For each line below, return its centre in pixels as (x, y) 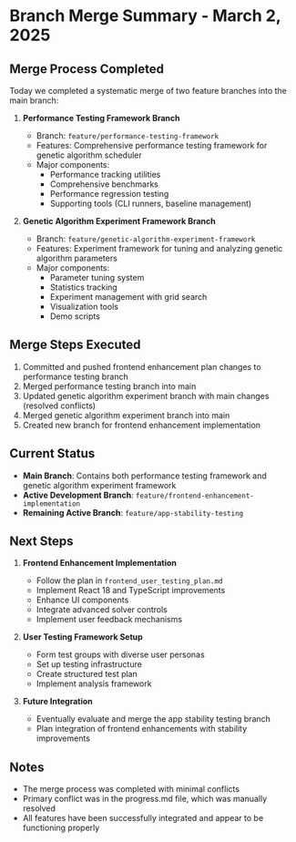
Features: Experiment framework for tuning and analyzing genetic (159, 248)
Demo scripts (75, 316)
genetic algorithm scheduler (89, 155)
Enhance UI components (82, 600)
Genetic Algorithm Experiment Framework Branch (119, 221)
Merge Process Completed (87, 69)
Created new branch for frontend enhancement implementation (142, 425)
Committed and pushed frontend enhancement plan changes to (142, 366)
